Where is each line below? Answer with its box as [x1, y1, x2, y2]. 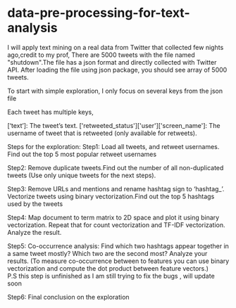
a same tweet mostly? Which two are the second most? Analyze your [7, 249, 208, 257]
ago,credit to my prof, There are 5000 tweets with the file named [7, 51, 195, 59]
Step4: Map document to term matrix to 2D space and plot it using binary [7, 213, 220, 222]
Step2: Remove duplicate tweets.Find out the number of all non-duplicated [7, 163, 224, 172]
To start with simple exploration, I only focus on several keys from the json [7, 86, 223, 95]
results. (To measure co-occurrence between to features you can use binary [7, 257, 230, 265]
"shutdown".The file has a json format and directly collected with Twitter [7, 58, 217, 66]
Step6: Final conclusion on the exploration [7, 293, 130, 301]
